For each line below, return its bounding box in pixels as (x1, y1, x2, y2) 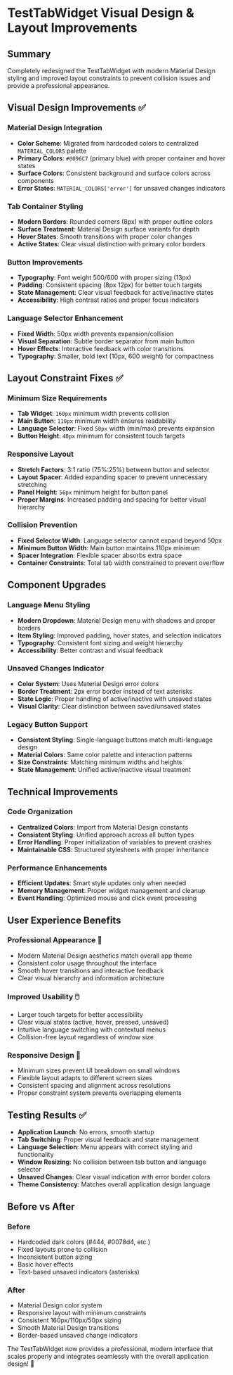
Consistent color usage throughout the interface (17, 958, 157, 967)
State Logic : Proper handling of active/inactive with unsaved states (17, 695, 212, 703)
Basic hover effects (17, 1260, 74, 1268)
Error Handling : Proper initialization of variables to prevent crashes (17, 837, 212, 846)
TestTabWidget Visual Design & (7, 5, 194, 21)
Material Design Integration (7, 123, 103, 133)
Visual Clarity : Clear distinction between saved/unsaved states (17, 702, 201, 710)
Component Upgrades (7, 579, 107, 591)
